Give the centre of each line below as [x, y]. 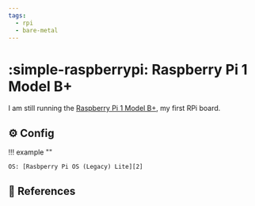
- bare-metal [37, 30]
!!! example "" [30, 152]
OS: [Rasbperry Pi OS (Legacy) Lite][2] [76, 167]
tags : [17, 15]
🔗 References [42, 191]
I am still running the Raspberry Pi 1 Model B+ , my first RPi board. [114, 109]
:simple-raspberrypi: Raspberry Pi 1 [128, 69]
